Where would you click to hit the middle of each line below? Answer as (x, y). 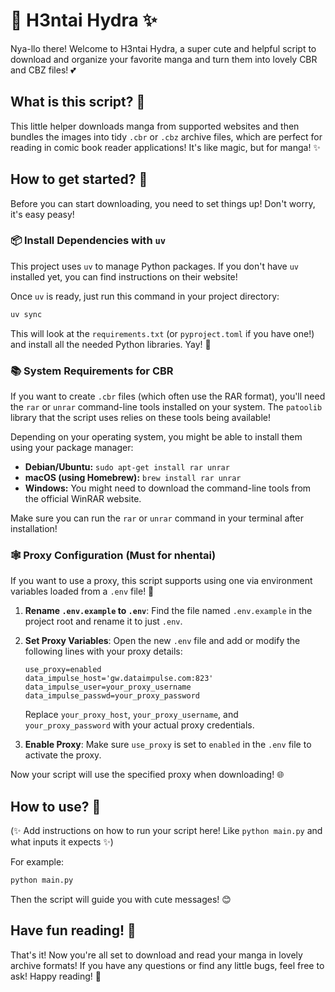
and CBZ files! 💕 (43, 70)
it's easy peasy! (42, 214)
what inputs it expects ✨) (62, 842)
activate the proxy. (63, 755)
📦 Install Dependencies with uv (88, 241)
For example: (37, 862)
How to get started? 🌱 (79, 179)
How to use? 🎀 (56, 806)
